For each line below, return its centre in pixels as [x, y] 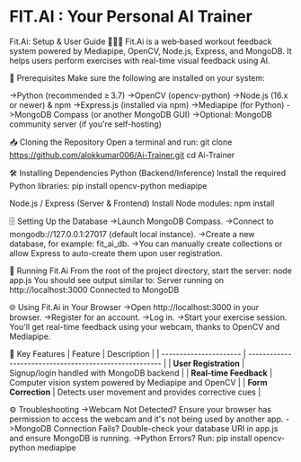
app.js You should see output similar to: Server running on [117, 280]
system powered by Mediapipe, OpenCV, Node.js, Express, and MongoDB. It [150, 50]
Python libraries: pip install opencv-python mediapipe [108, 185]
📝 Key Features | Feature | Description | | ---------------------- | [128, 353]
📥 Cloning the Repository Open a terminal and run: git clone [121, 142]
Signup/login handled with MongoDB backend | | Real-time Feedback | [141, 373]
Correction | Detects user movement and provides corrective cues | [135, 392]
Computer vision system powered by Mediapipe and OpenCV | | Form [138, 382]
